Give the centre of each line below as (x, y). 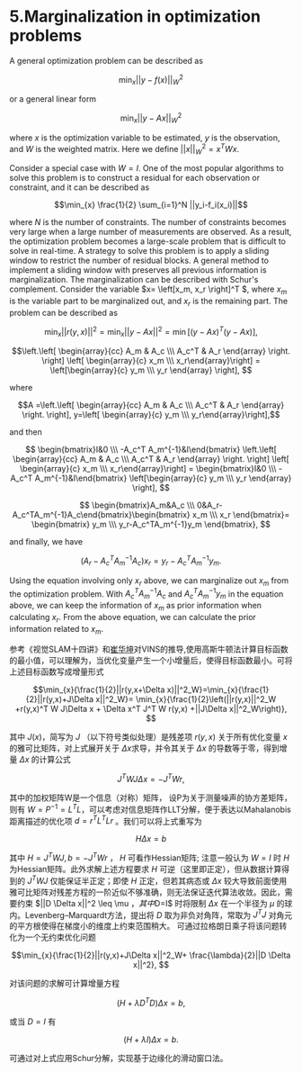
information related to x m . (57, 630)
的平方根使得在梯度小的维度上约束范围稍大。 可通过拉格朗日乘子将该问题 (144, 926)
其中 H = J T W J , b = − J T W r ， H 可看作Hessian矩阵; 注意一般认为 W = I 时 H (150, 857)
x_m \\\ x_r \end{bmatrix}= (241, 515)
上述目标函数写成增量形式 (57, 671)
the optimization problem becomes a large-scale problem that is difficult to (147, 241)
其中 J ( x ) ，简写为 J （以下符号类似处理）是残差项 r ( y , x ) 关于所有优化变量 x (148, 737)
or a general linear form (53, 99)
